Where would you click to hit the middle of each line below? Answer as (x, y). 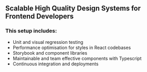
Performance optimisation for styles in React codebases (72, 47)
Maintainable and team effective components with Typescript (77, 58)
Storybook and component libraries (50, 53)
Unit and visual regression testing (48, 42)
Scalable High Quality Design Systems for (73, 8)
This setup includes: (31, 31)
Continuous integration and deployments (55, 64)
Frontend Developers (40, 17)
